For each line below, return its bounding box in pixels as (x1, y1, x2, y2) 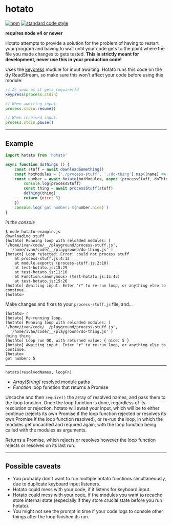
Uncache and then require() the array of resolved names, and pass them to (5, 394, 166, 400)
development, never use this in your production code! (5, 56, 122, 62)
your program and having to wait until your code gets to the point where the (5, 45, 165, 51)
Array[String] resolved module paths (12, 379, 91, 385)
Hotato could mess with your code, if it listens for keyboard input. (12, 486, 151, 493)
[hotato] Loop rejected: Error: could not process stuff (5, 251, 130, 257)
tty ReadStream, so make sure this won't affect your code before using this (5, 71, 164, 78)
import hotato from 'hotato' (5, 153, 68, 158)
